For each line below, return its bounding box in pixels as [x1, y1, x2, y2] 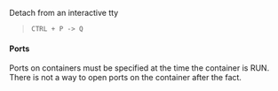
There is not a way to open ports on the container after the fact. [9, 72, 242, 83]
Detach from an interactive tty [9, 8, 119, 18]
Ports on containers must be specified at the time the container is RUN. [9, 63, 270, 73]
